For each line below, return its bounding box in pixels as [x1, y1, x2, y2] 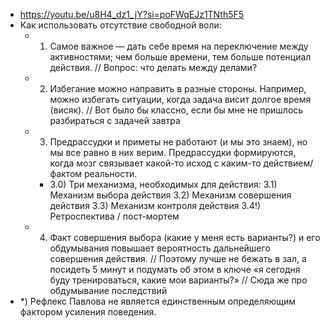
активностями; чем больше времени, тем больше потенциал [49, 51, 312, 63]
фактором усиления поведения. [19, 306, 157, 318]
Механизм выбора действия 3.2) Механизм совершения [49, 189, 292, 201]
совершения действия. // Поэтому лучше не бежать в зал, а [49, 253, 307, 264]
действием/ [263, 157, 314, 169]
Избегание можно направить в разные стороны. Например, [49, 83, 307, 94]
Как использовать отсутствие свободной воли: [19, 19, 222, 31]
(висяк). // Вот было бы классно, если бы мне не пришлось [49, 104, 304, 116]
